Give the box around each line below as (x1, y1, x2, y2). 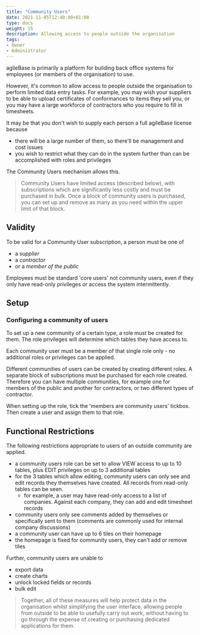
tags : (6, 37, 20, 43)
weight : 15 (6, 25, 33, 32)
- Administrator (6, 48, 47, 54)
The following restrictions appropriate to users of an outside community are (6, 442, 192, 449)
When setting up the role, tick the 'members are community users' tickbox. (6, 403, 190, 410)
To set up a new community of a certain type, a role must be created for (6, 329, 183, 337)
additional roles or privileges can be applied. (6, 354, 115, 361)
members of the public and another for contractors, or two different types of (6, 385, 194, 392)
